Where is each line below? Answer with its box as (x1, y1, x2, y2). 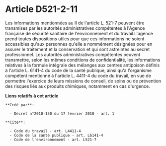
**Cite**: (5, 120, 26, 125)
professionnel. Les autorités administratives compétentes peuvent (5, 51, 141, 58)
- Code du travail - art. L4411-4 (9, 128, 81, 134)
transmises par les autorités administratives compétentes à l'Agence (5, 25, 145, 31)
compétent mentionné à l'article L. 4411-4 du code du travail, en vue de (5, 73, 152, 78)
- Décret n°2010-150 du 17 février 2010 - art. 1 (9, 111, 114, 116)
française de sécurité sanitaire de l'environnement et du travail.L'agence (5, 30, 153, 36)
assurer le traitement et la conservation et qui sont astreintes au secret (5, 46, 150, 52)
